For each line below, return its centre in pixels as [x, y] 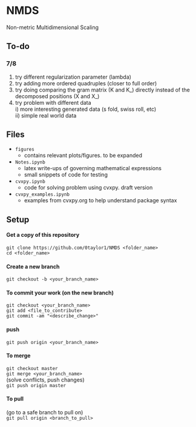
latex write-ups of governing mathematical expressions [93, 168]
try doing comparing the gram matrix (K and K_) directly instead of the [103, 90]
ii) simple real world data [46, 115]
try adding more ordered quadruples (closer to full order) [86, 83]
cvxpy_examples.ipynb [42, 194]
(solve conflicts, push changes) [45, 380]
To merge [18, 356]
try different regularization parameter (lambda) [73, 77]
